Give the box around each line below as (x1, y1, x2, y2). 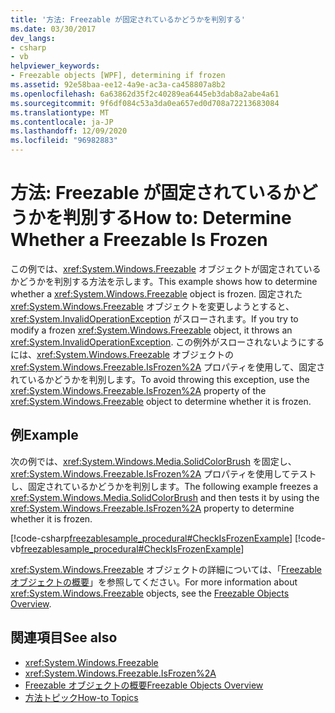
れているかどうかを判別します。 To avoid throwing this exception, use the (10, 373, 310, 385)
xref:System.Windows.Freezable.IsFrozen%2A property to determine (10, 502, 295, 514)
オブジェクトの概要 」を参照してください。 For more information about (10, 576, 298, 588)
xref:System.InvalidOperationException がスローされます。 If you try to (10, 312, 299, 325)
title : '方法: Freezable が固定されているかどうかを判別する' (10, 14, 246, 25)
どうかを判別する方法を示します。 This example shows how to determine (18, 275, 318, 287)
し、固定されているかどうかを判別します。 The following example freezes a (10, 480, 319, 492)
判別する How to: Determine (63, 207, 292, 230)
